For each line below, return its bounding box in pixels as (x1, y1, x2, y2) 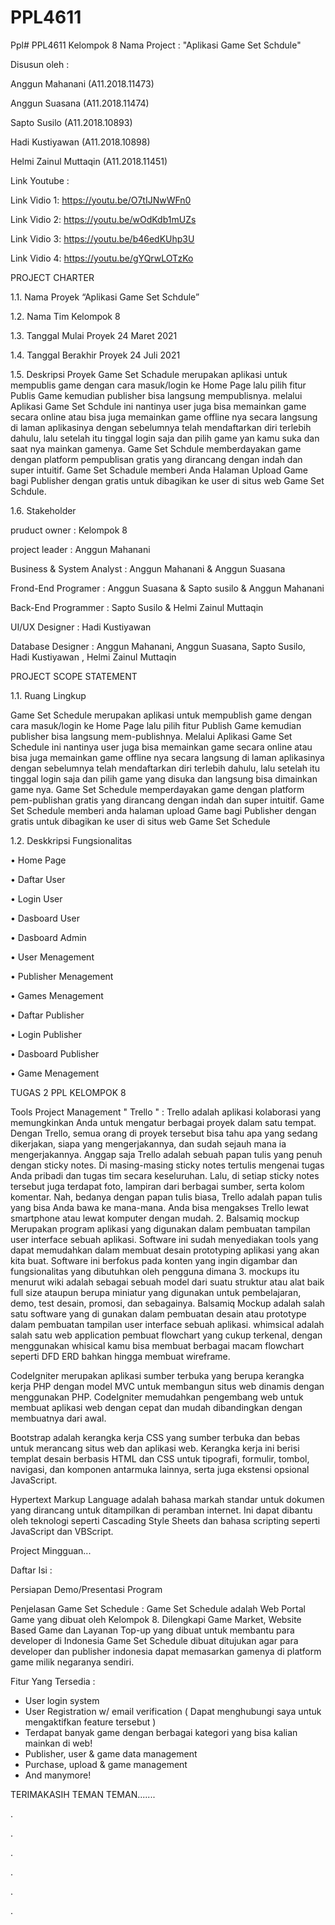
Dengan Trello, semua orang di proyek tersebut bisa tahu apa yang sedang (10, 1127, 318, 1139)
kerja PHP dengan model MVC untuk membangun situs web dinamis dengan (10, 1380, 325, 1392)
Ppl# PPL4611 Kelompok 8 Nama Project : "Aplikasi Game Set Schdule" (10, 39, 302, 51)
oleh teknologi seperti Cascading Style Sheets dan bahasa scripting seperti (10, 1514, 321, 1526)
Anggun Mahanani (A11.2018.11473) (10, 77, 155, 90)
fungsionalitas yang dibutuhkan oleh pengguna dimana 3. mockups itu (10, 1265, 300, 1277)
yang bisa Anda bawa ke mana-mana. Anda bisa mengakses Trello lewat (10, 1201, 310, 1213)
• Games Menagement (10, 989, 104, 1001)
